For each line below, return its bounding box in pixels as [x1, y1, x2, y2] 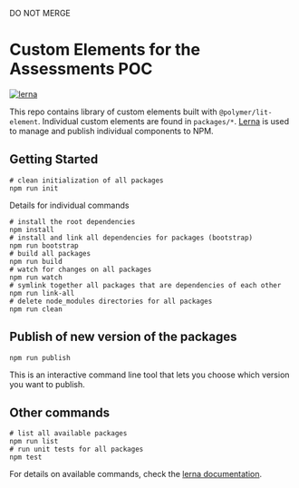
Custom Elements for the [9, 40, 201, 60]
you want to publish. [9, 378, 85, 389]
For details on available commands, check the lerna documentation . [9, 469, 263, 480]
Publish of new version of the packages [9, 329, 237, 345]
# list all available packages [9, 429, 128, 438]
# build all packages [9, 249, 92, 258]
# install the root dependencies [9, 217, 136, 226]
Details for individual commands [9, 200, 130, 210]
